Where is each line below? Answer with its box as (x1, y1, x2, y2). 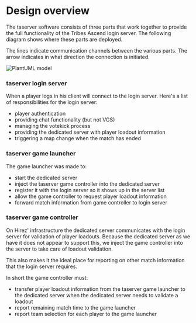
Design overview (6, 4, 90, 18)
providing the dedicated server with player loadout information (14, 128, 166, 136)
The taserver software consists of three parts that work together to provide (6, 23, 187, 30)
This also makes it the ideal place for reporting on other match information (6, 256, 185, 263)
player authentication (14, 110, 66, 117)
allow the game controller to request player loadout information (14, 193, 167, 200)
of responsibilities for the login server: (6, 99, 98, 106)
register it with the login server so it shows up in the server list (14, 186, 165, 193)
